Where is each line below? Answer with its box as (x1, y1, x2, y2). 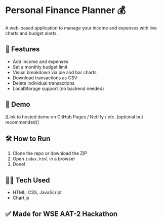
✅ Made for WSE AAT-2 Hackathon (5, 209, 118, 218)
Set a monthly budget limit (12, 64, 68, 70)
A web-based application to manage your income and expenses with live (5, 24, 157, 31)
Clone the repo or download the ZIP (12, 150, 88, 156)
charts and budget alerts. (5, 30, 58, 36)
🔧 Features (5, 45, 40, 54)
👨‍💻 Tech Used (5, 176, 50, 184)
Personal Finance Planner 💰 (5, 5, 126, 16)
